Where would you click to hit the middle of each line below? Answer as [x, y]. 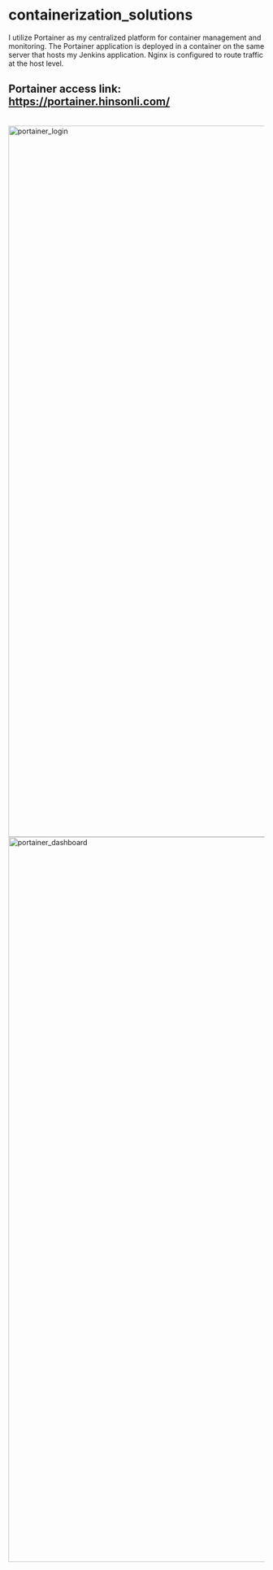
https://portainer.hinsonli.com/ [89, 102]
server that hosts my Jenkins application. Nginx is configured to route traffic [136, 55]
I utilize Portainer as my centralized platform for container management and [135, 37]
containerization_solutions [101, 15]
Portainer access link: [65, 89]
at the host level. [36, 63]
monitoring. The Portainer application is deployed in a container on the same [136, 46]
